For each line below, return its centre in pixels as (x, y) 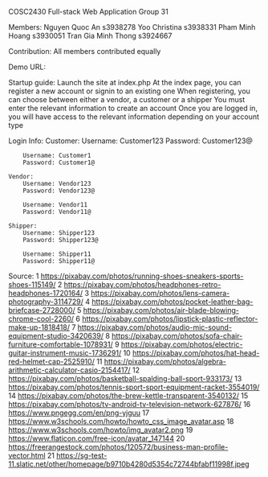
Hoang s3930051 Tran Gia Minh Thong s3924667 (90, 36)
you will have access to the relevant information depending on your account (134, 117)
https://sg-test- (81, 455)
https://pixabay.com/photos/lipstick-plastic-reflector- (170, 319)
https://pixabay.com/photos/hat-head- (196, 353)
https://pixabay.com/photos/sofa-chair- (177, 336)
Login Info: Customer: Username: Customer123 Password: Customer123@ (130, 141)
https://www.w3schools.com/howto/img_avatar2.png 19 (101, 430)
